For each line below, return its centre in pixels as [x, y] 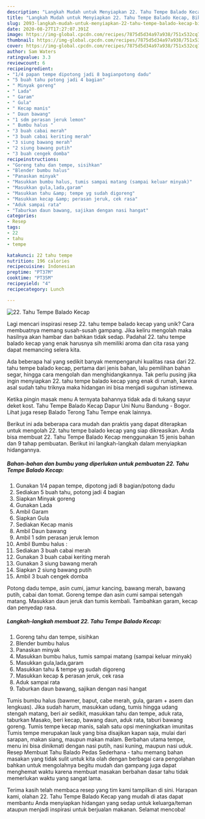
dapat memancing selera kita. [44, 349]
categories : [22, 216]
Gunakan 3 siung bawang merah [57, 563]
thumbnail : [21, 40]
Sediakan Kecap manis [44, 524]
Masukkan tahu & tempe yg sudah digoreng [70, 669]
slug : [14, 23]
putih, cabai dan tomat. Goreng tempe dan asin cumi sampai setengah [95, 594]
